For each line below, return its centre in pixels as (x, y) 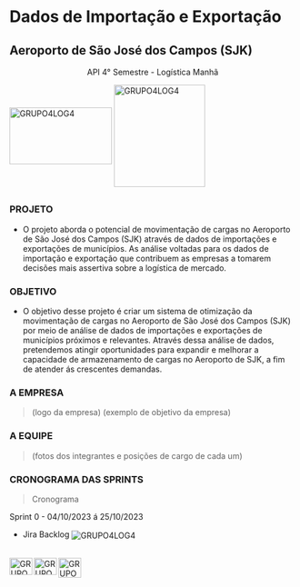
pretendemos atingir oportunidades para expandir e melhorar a (140, 350)
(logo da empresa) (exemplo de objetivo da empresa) (131, 413)
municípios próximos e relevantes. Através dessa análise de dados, (148, 340)
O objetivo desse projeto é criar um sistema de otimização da (137, 312)
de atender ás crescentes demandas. (92, 369)
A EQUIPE (31, 436)
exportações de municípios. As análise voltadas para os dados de (146, 248)
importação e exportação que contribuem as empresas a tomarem (147, 258)
